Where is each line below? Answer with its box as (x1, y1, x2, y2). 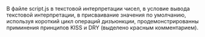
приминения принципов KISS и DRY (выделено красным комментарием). (6, 24, 199, 31)
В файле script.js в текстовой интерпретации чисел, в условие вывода (6, 5, 190, 12)
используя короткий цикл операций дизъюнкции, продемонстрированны (6, 18, 199, 24)
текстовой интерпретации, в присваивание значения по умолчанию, (6, 11, 187, 18)
